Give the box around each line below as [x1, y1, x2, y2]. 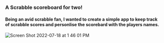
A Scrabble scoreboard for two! [5, 4, 83, 11]
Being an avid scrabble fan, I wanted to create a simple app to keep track [5, 16, 158, 22]
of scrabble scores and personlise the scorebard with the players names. [5, 21, 160, 27]
